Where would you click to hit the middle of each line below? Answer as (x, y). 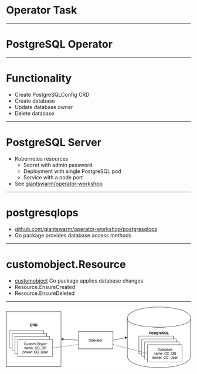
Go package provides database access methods (73, 235)
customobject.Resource (66, 264)
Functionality (39, 78)
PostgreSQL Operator (60, 44)
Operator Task (42, 10)
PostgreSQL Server (54, 142)
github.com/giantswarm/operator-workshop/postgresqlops (86, 229)
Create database (35, 101)
